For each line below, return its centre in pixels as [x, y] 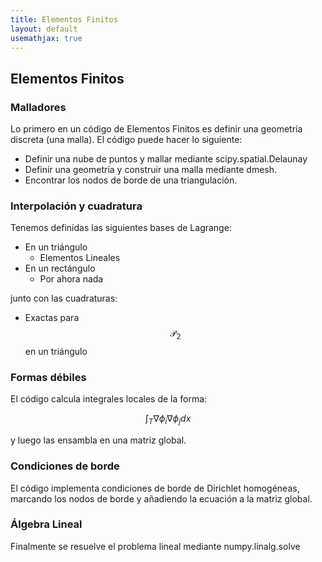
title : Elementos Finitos [64, 19]
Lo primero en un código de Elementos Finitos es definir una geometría [156, 129]
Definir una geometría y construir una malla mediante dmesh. [151, 170]
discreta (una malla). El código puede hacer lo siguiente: [126, 140]
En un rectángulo [60, 268]
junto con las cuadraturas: [64, 298]
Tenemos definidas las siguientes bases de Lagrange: [121, 228]
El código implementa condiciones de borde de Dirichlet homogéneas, [155, 488]
